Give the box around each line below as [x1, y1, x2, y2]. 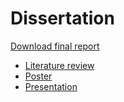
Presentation [24, 80, 78, 92]
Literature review [24, 59, 95, 71]
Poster [24, 70, 53, 82]
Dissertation [10, 7, 115, 30]
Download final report [10, 40, 100, 52]
